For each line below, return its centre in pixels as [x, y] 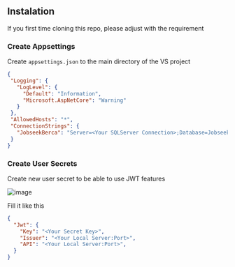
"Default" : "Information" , [62, 93]
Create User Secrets [42, 163]
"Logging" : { [29, 81]
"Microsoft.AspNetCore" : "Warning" [75, 100]
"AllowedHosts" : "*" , [42, 120]
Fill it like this [26, 206]
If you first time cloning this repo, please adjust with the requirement [106, 28]
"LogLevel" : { [37, 87]
